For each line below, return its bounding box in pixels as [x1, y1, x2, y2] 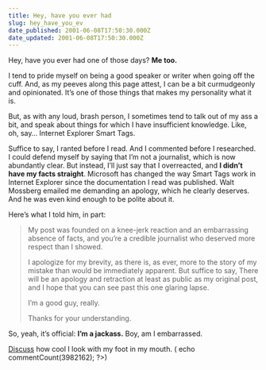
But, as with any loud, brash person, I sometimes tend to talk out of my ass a [8, 112, 258, 121]
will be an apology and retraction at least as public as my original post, [27, 275, 259, 284]
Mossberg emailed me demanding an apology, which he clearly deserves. [8, 186, 250, 195]
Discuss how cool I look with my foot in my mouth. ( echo [8, 345, 196, 354]
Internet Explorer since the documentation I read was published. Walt [8, 178, 234, 187]
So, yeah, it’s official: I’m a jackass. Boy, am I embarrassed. [8, 329, 203, 338]
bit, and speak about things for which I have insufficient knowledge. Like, [8, 120, 248, 129]
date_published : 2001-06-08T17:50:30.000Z [8, 26, 151, 34]
